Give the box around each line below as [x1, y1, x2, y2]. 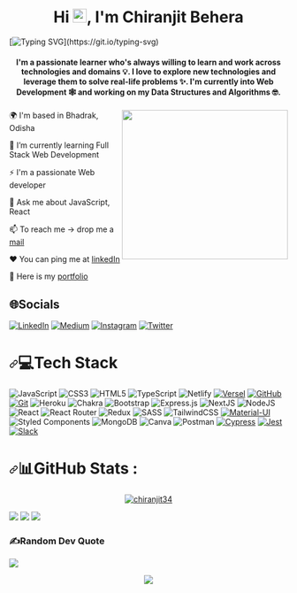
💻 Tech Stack [18, 353, 118, 374]
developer [9, 180, 47, 190]
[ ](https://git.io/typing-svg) [9, 36, 159, 47]
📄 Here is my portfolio [9, 271, 88, 281]
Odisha [9, 123, 35, 134]
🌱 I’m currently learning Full [9, 140, 109, 150]
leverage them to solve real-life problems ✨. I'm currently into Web [23, 76, 274, 87]
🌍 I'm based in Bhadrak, [9, 110, 99, 121]
